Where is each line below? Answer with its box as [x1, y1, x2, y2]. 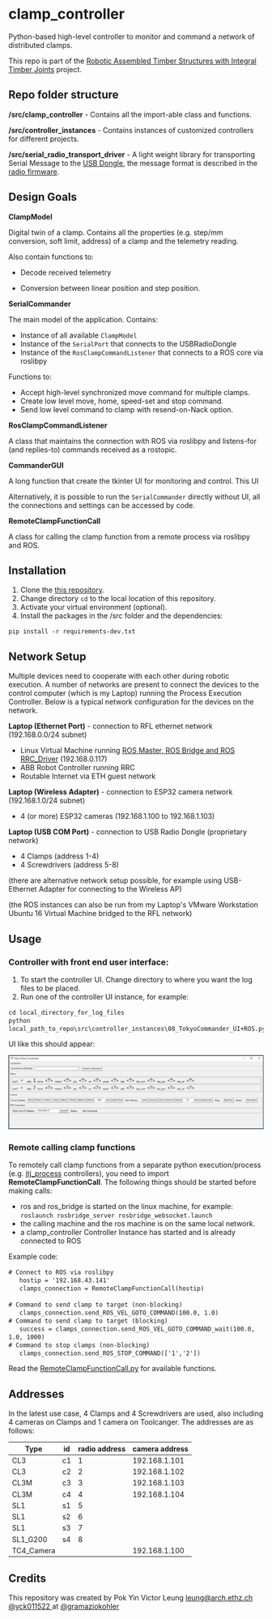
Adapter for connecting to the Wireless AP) [38, 884, 182, 894]
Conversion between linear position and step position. [19, 283, 201, 292]
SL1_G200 [11, 1534, 48, 1544]
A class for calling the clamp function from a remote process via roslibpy [8, 531, 251, 541]
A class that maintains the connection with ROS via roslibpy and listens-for [8, 436, 257, 445]
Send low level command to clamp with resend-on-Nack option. [19, 404, 233, 414]
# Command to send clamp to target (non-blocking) [8, 1301, 183, 1309]
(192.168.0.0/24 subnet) [8, 730, 87, 739]
